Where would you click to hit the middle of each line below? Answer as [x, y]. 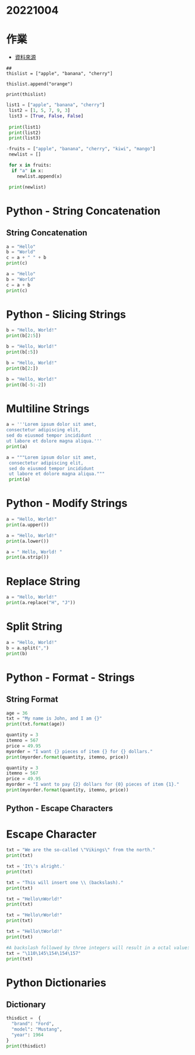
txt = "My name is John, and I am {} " [54, 718]
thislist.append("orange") [40, 84]
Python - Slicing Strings [66, 314]
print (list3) [25, 138]
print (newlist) [27, 187]
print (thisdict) [26, 1046]
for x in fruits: [30, 165]
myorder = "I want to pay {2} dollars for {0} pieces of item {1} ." [93, 785]
